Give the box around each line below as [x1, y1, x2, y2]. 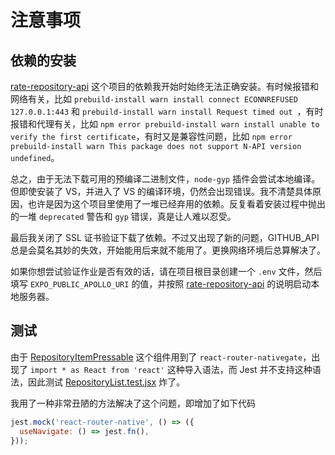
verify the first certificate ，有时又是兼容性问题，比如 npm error [10, 131, 293, 142]
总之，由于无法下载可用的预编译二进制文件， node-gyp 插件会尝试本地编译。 [10, 173, 321, 185]
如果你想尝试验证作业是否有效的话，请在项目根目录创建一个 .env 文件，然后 [10, 266, 323, 277]
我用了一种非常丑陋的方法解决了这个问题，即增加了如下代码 [10, 397, 256, 409]
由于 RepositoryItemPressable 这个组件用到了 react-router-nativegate [10, 351, 303, 363]
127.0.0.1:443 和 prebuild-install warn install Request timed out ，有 [10, 106, 315, 117]
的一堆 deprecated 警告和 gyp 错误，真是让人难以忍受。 [10, 211, 237, 222]
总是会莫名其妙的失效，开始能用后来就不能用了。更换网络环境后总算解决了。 [10, 244, 326, 256]
